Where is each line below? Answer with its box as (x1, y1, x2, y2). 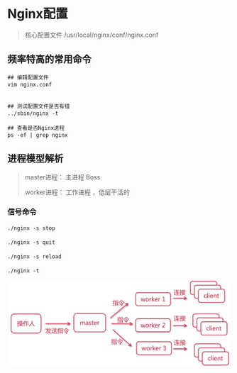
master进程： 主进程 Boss (24, 172, 101, 181)
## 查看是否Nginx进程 (7, 124, 65, 131)
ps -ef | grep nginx (7, 131, 69, 138)
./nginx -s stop (7, 224, 55, 232)
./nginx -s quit (7, 238, 55, 246)
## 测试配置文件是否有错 (7, 103, 70, 110)
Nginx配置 (7, 6, 69, 22)
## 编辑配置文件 (7, 74, 49, 81)
